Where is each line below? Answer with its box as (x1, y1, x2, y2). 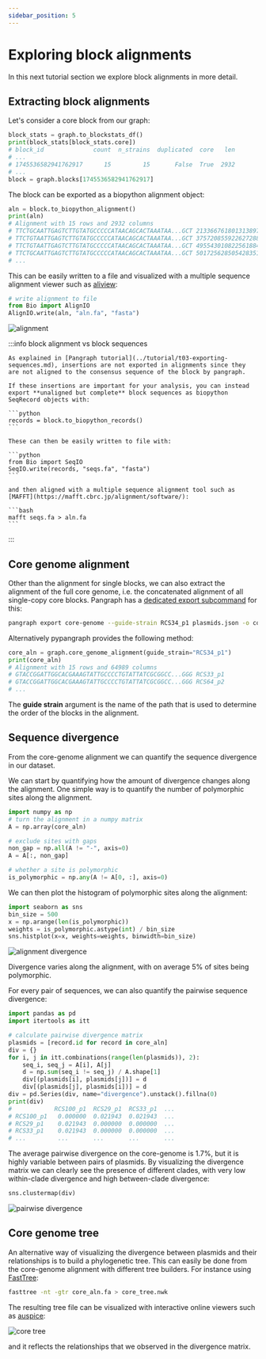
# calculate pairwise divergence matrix (8, 1031, 144, 1039)
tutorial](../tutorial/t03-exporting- (100, 354, 228, 363)
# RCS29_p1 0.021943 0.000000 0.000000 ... (8, 1120, 176, 1128)
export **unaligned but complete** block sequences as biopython (8, 389, 228, 397)
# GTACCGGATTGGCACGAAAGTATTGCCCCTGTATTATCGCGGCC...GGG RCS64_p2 (8, 678, 225, 686)
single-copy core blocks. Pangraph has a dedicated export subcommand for (8, 595, 257, 604)
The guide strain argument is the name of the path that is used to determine (8, 700, 257, 710)
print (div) (8, 1098, 44, 1106)
